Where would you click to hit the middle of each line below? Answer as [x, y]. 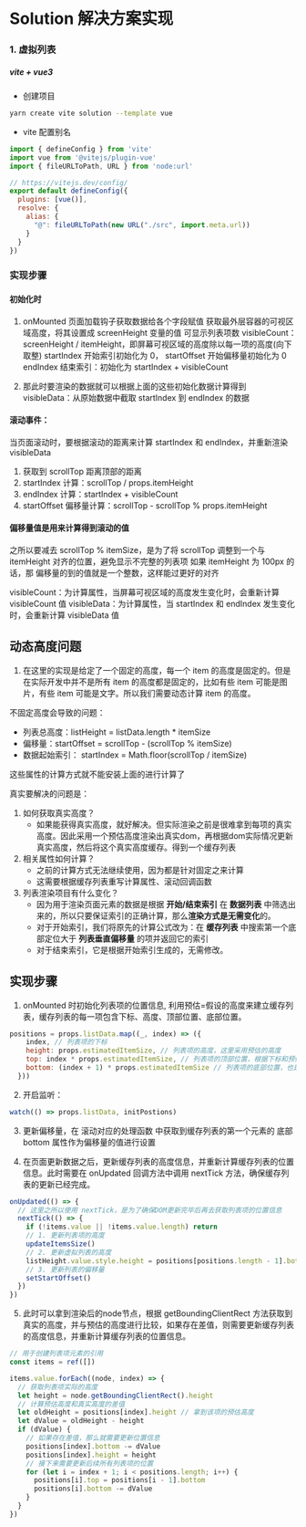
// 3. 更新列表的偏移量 [65, 1270]
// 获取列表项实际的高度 [58, 1387]
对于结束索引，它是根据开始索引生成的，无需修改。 [132, 949]
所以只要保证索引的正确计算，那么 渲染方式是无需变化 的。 [168, 915]
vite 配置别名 [46, 131]
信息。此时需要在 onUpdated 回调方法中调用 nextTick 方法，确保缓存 [152, 1173]
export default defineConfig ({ [69, 191]
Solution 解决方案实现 [92, 19]
